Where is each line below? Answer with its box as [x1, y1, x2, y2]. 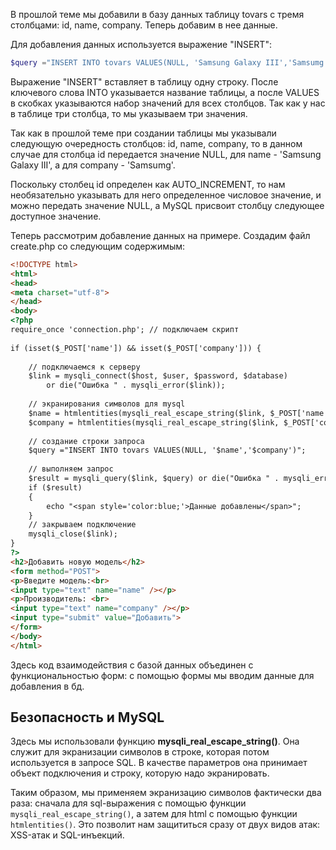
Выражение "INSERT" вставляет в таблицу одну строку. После [10, 75, 279, 88]
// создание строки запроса [28, 436, 145, 446]
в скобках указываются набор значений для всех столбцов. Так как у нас [10, 97, 326, 109]
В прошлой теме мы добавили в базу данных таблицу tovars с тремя [10, 9, 305, 20]
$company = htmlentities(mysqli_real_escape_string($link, [28, 417, 280, 428]
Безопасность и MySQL [10, 709, 165, 726]
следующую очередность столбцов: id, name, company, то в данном [10, 137, 303, 149]
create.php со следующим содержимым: [10, 240, 186, 252]
